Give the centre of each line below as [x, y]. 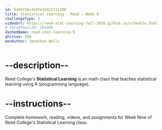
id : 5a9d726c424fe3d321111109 [36, 9]
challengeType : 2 [23, 19]
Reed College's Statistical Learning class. [46, 122]
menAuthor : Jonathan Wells [32, 41]
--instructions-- [38, 103]
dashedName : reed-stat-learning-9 [40, 32]
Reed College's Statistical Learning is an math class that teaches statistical [81, 79]
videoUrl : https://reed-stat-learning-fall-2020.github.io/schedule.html [81, 23]
